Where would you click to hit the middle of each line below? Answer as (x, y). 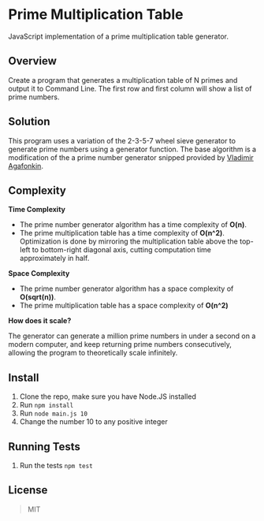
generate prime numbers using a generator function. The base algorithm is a (132, 149)
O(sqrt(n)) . (38, 297)
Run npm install (46, 405)
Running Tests (44, 447)
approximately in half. (54, 259)
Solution (29, 122)
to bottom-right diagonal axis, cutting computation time (121, 250)
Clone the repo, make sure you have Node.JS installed (108, 396)
